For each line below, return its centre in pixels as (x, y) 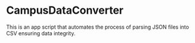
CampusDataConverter (65, 10)
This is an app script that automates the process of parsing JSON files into (98, 27)
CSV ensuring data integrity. (41, 33)
